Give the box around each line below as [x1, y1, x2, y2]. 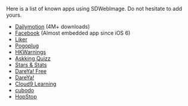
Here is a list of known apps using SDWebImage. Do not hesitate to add [6, 5, 183, 12]
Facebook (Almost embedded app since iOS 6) [14, 29, 131, 37]
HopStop [14, 93, 37, 100]
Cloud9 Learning [14, 80, 57, 87]
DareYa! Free [14, 68, 47, 74]
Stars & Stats [14, 61, 47, 68]
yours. [6, 11, 22, 19]
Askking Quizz [14, 55, 51, 62]
